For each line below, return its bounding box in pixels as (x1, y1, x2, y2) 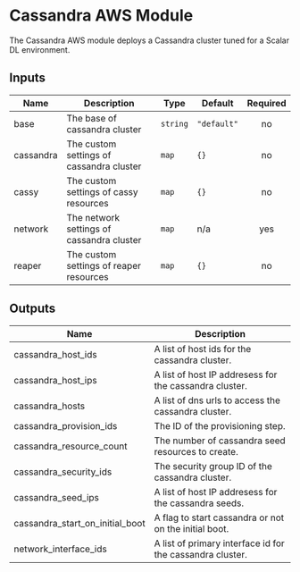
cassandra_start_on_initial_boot (13, 517, 146, 529)
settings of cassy (66, 185, 138, 198)
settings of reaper (66, 259, 141, 272)
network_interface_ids (13, 543, 107, 555)
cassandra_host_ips (13, 374, 97, 386)
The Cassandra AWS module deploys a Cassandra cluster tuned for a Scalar (9, 35, 290, 46)
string (160, 118, 189, 129)
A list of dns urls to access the (154, 394, 281, 407)
